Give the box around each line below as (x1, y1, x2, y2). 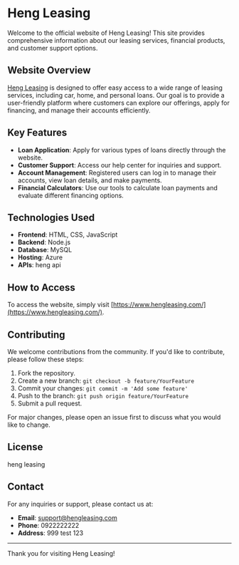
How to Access (7, 281, 76, 294)
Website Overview (7, 64, 91, 76)
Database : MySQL (17, 246, 73, 254)
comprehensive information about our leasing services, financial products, (7, 36, 225, 44)
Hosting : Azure (17, 253, 63, 261)
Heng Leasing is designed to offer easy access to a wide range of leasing (7, 83, 223, 92)
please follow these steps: (7, 355, 84, 363)
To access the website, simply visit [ (7, 301, 114, 309)
